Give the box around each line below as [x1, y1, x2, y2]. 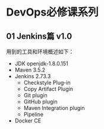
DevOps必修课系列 [6, 5, 99, 19]
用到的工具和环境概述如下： [6, 48, 74, 55]
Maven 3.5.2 [14, 66, 46, 73]
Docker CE [14, 117, 42, 124]
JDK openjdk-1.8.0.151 [14, 60, 68, 67]
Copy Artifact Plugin [23, 85, 73, 93]
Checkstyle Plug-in [23, 79, 71, 86]
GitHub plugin [23, 98, 58, 105]
